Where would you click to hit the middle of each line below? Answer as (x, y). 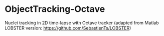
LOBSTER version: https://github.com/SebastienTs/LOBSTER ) (68, 28)
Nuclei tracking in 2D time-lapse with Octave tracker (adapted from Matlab (82, 23)
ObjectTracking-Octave (55, 9)
